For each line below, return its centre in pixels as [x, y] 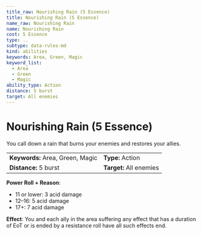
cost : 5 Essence [27, 35]
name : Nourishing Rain [35, 29]
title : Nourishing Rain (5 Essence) [53, 18]
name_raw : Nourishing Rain [40, 23]
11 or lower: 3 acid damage [48, 194]
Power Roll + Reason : [33, 182]
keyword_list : [24, 63]
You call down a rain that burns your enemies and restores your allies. [94, 143]
